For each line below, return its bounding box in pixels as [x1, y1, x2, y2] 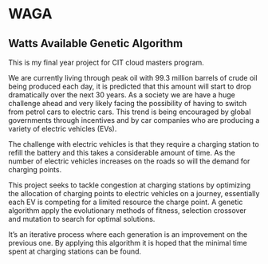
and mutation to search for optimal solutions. [8, 215, 156, 223]
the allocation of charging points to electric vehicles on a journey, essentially [8, 189, 260, 198]
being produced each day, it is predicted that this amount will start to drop [8, 81, 251, 91]
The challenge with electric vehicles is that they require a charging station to [8, 140, 259, 148]
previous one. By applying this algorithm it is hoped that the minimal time [8, 238, 247, 247]
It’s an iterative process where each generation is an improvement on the [8, 230, 248, 239]
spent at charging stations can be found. [8, 246, 142, 256]
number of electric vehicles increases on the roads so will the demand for [8, 156, 250, 166]
